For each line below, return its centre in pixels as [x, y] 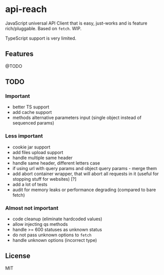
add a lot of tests [30, 184]
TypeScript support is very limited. [41, 38]
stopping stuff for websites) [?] [44, 179]
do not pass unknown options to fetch [52, 235]
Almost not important [32, 208]
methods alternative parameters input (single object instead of [77, 118]
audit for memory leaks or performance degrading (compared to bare [84, 190]
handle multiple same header [42, 158]
